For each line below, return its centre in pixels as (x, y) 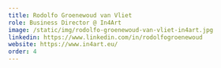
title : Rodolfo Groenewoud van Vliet (70, 15)
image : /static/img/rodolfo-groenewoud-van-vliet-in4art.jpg (111, 30)
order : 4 (22, 52)
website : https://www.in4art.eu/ (63, 45)
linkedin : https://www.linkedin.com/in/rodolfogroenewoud (105, 37)
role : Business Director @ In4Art (65, 23)
